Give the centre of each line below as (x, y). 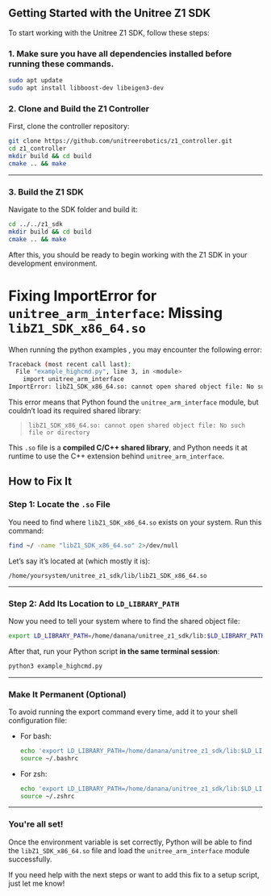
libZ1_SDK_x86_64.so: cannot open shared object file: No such (137, 426)
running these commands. (61, 64)
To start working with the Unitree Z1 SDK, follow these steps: (109, 32)
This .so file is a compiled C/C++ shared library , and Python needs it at (128, 448)
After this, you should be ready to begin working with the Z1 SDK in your (128, 254)
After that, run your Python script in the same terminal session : (114, 651)
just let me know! (37, 883)
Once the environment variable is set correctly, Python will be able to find (130, 842)
